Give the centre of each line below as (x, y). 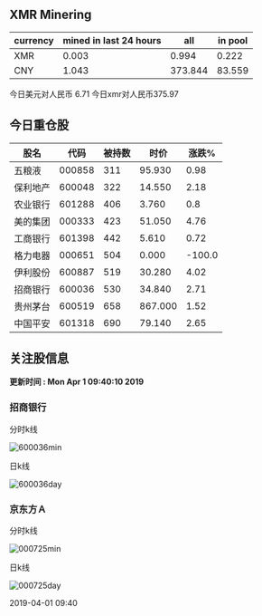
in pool (233, 40)
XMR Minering (51, 15)
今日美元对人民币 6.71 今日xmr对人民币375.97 (94, 93)
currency (34, 40)
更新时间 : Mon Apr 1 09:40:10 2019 (77, 382)
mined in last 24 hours (112, 40)
